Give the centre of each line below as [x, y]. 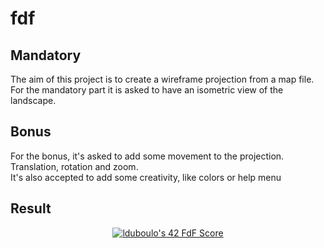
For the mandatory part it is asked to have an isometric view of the [147, 90]
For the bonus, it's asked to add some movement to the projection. [147, 156]
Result [31, 208]
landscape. [33, 100]
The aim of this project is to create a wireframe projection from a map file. [162, 79]
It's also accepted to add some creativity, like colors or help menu [146, 177]
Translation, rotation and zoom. [74, 166]
